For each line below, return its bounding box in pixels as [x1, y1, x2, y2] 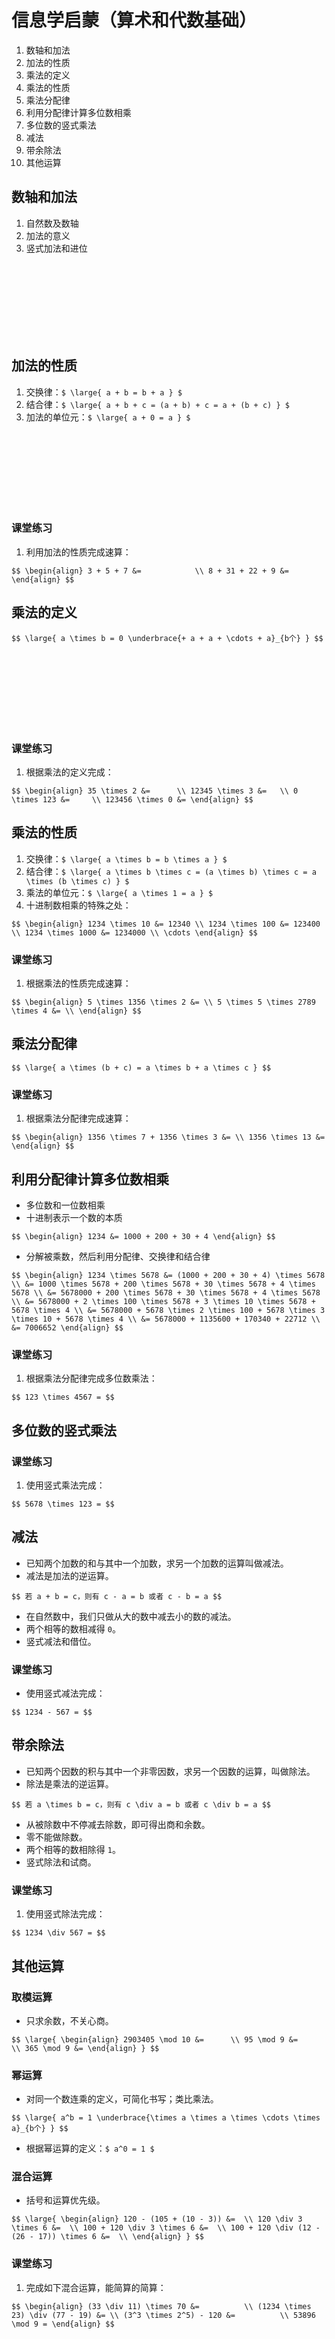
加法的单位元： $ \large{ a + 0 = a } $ [25, 411, 191, 423]
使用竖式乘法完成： [25, 1479, 106, 1491]
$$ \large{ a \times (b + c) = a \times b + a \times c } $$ [11, 1062, 272, 1073]
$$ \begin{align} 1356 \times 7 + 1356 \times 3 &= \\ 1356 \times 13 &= [11, 1132, 326, 1143]
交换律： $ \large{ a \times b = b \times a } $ [25, 852, 228, 865]
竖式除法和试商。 [25, 1856, 97, 1868]
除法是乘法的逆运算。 [25, 1777, 114, 1790]
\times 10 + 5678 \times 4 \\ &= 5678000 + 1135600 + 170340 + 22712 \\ [11, 1314, 321, 1324]
